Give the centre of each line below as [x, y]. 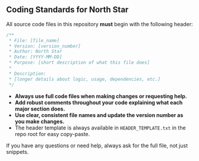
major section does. [40, 109]
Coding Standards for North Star [67, 10]
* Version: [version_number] [45, 46]
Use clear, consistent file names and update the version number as [99, 115]
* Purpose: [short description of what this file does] [79, 63]
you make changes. [40, 121]
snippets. [18, 151]
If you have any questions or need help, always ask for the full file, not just [97, 146]
